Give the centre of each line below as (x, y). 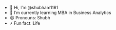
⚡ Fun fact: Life (25, 23)
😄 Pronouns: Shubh (30, 18)
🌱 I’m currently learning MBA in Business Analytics (60, 13)
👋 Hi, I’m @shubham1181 (34, 7)
